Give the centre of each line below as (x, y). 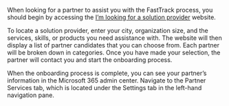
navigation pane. (31, 95)
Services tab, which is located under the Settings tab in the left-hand (105, 88)
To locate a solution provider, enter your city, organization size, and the (108, 31)
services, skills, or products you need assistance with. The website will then (115, 38)
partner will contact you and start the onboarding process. (90, 60)
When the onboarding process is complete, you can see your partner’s (107, 73)
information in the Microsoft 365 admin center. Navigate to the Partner (107, 81)
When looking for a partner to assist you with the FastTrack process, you (110, 10)
